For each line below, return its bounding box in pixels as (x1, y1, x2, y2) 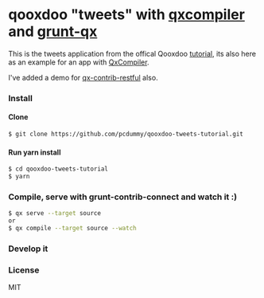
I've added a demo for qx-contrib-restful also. (8, 73, 158, 82)
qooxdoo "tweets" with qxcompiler (8, 6, 245, 24)
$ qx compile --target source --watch (8, 224, 137, 232)
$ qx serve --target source (8, 210, 102, 218)
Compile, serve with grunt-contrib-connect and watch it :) (8, 191, 237, 202)
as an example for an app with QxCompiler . (8, 57, 149, 67)
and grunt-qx (8, 22, 98, 41)
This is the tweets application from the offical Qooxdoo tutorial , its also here (8, 49, 257, 58)
